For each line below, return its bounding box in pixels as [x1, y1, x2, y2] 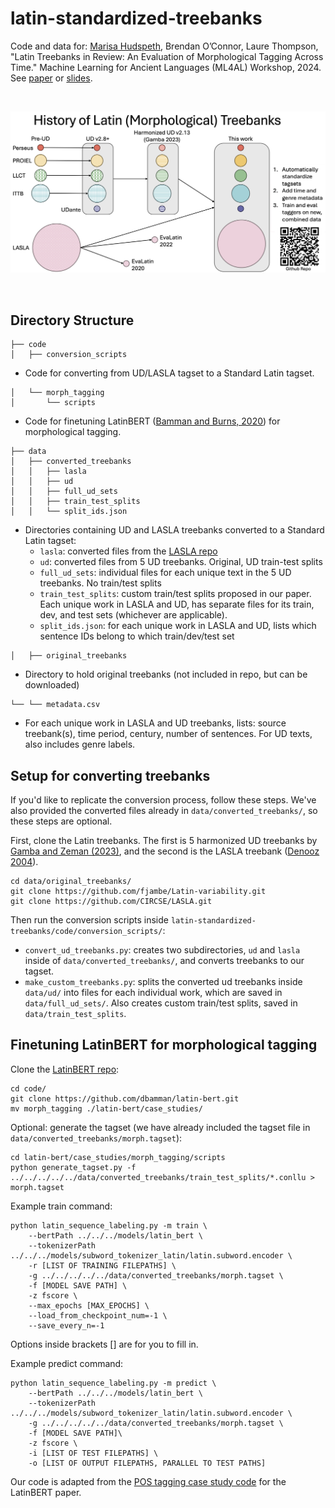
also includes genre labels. [24, 738, 136, 751]
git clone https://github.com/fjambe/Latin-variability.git [10, 886, 267, 896]
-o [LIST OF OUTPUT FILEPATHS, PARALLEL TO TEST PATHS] [28, 1458, 267, 1468]
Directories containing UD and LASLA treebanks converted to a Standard [24, 524, 325, 536]
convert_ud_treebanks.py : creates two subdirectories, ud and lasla [24, 943, 301, 956]
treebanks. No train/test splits [39, 577, 162, 589]
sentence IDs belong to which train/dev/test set [39, 630, 235, 642]
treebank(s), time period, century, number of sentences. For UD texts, [24, 728, 313, 740]
